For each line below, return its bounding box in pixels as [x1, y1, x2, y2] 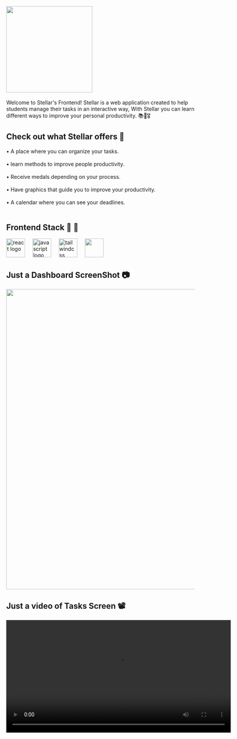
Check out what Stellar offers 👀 [6, 131, 124, 142]
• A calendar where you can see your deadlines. [6, 199, 126, 206]
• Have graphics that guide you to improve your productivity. [6, 186, 156, 193]
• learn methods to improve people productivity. [6, 160, 124, 167]
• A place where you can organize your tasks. [6, 148, 119, 155]
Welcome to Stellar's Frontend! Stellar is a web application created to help [6, 98, 189, 106]
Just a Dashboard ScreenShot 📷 [6, 270, 130, 280]
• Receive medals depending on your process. [6, 173, 121, 180]
